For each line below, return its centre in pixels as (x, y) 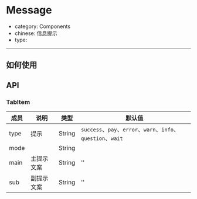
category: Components (43, 26)
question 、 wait (102, 138)
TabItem (18, 102)
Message (29, 10)
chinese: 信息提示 (36, 33)
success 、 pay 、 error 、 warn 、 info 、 (130, 130)
